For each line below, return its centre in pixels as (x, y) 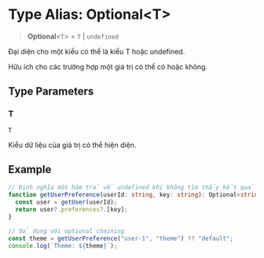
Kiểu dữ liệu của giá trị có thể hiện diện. (72, 145)
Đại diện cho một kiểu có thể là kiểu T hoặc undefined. (97, 51)
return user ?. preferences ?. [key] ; (71, 210)
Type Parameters (51, 92)
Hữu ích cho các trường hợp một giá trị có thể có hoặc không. (108, 66)
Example (30, 170)
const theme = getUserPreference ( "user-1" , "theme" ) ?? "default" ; (121, 238)
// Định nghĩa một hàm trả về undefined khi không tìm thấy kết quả (132, 188)
